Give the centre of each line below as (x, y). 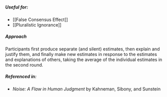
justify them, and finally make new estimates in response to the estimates (81, 54)
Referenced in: (21, 76)
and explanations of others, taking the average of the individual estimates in (84, 59)
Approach (16, 36)
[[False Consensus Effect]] (40, 19)
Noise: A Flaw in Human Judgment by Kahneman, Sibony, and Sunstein (87, 89)
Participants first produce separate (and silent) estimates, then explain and (82, 49)
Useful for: (17, 7)
